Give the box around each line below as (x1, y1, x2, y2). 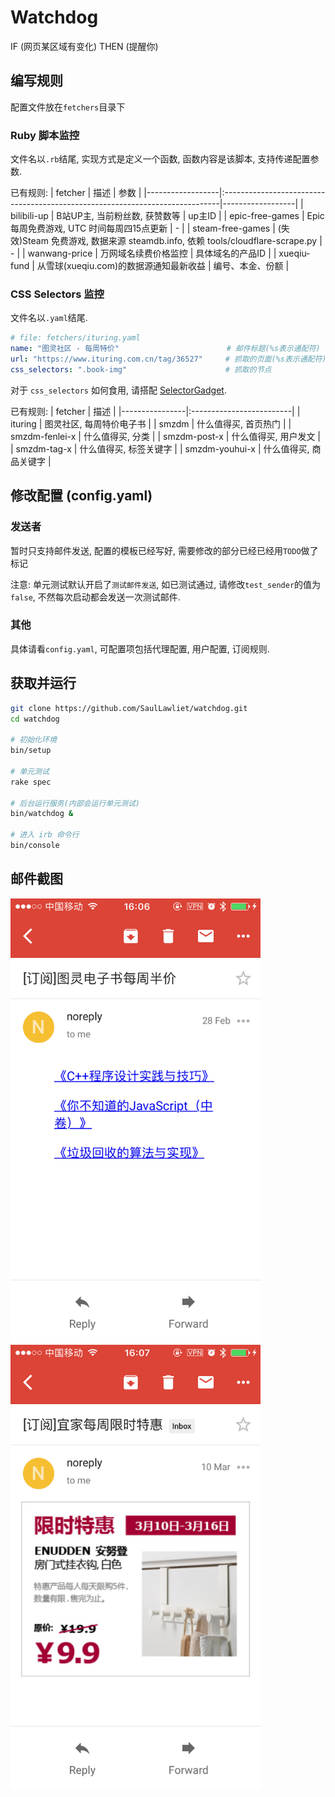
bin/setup (10, 746, 52, 756)
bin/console (10, 841, 60, 851)
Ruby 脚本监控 (10, 128, 80, 142)
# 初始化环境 (10, 735, 57, 745)
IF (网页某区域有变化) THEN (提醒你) (10, 40, 159, 52)
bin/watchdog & (10, 809, 74, 819)
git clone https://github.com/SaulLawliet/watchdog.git (10, 703, 248, 713)
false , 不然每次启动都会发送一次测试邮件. (10, 591, 181, 603)
